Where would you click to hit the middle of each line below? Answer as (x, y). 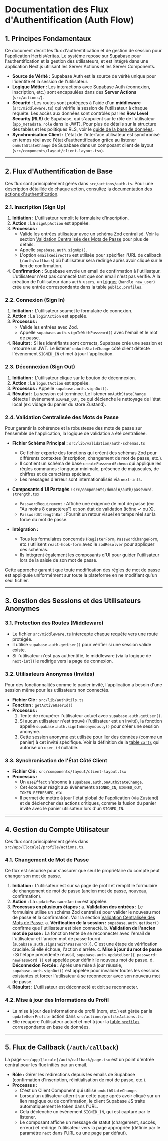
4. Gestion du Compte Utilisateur (57, 829)
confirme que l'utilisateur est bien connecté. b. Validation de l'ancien (84, 928)
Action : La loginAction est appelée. (50, 316)
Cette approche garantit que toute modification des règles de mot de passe (83, 570)
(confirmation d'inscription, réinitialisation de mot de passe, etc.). (79, 1080)
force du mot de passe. (44, 519)
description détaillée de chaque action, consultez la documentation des (79, 189)
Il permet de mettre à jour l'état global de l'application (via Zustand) (89, 798)
